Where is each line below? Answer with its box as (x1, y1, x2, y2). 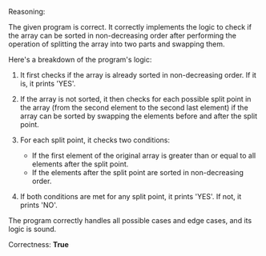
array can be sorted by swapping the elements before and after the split (19, 111, 258, 121)
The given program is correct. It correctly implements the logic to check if (8, 22, 252, 31)
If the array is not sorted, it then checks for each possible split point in (19, 94, 252, 103)
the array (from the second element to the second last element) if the (19, 103, 248, 112)
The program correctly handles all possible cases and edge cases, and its (8, 216, 252, 225)
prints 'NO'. (19, 200, 58, 210)
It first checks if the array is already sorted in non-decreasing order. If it (19, 70, 256, 79)
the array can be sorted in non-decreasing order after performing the (8, 31, 236, 40)
